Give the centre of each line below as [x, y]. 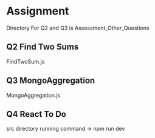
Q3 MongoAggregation [51, 81]
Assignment [38, 11]
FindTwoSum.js [26, 61]
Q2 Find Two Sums [43, 47]
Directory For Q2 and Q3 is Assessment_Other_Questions [78, 28]
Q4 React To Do [36, 114]
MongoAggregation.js [33, 95]
